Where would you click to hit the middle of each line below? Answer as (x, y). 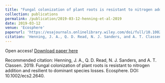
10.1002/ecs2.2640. (25, 76)
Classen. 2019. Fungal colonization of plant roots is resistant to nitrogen (77, 65)
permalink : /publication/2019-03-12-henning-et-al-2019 (63, 19)
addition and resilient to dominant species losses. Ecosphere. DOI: (72, 70)
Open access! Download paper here (41, 51)
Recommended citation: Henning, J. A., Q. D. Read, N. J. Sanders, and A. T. (81, 60)
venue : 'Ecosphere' (25, 28)
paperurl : (15, 32)
